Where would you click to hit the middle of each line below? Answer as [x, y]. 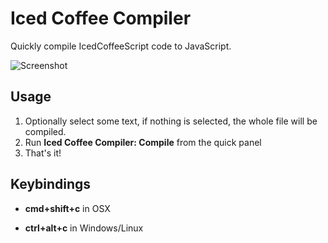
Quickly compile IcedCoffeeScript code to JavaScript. [121, 46]
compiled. [45, 131]
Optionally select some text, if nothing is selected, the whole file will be [171, 121]
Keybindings [51, 184]
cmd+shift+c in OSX [67, 208]
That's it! [43, 153]
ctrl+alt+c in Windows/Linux [84, 228]
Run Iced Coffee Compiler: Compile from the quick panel [143, 142]
